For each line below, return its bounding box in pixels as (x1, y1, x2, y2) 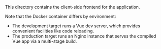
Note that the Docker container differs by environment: (5, 14, 116, 19)
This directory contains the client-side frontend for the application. (5, 4, 140, 10)
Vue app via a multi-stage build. (12, 38, 77, 44)
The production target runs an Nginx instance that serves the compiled (12, 33, 157, 39)
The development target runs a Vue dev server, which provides (12, 23, 140, 29)
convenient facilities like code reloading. (12, 28, 95, 33)
